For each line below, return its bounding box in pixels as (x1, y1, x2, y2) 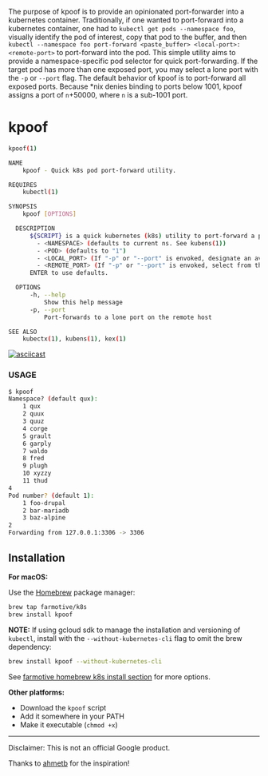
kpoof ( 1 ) (8, 144, 37, 153)
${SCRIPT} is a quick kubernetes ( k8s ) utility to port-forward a (29, 232, 255, 240)
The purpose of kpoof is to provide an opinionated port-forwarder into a (8, 7, 245, 16)
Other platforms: (8, 687, 65, 697)
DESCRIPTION (15, 225, 56, 233)
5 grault (22, 432, 52, 440)
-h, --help (29, 291, 66, 299)
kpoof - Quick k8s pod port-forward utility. (22, 166, 177, 174)
